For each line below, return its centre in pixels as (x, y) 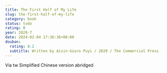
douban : (13, 42)
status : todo (19, 23)
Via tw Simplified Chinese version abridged (49, 65)
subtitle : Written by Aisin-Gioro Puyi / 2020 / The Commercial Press (84, 51)
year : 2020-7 (19, 33)
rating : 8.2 (22, 46)
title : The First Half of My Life (41, 10)
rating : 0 (15, 28)
